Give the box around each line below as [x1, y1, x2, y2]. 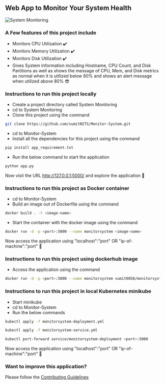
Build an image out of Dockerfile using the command [12, 201, 119, 207]
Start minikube [12, 299, 42, 305]
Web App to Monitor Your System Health [5, 4, 132, 12]
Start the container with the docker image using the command [12, 220, 138, 226]
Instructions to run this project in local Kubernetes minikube [5, 288, 151, 295]
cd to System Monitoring [12, 107, 62, 113]
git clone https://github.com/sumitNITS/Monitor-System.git [5, 121, 131, 127]
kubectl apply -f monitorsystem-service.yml [5, 328, 98, 333]
